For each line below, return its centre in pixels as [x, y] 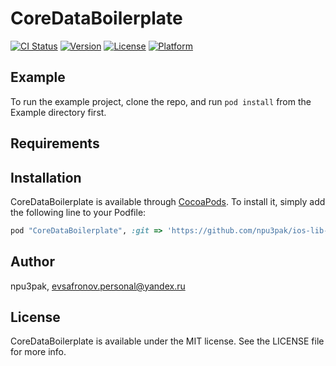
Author [32, 262]
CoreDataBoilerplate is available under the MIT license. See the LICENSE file [167, 341]
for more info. [38, 352]
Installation [46, 177]
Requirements [55, 143]
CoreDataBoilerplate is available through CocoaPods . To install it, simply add [168, 201]
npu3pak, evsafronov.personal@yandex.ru [98, 286]
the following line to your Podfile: [78, 212]
